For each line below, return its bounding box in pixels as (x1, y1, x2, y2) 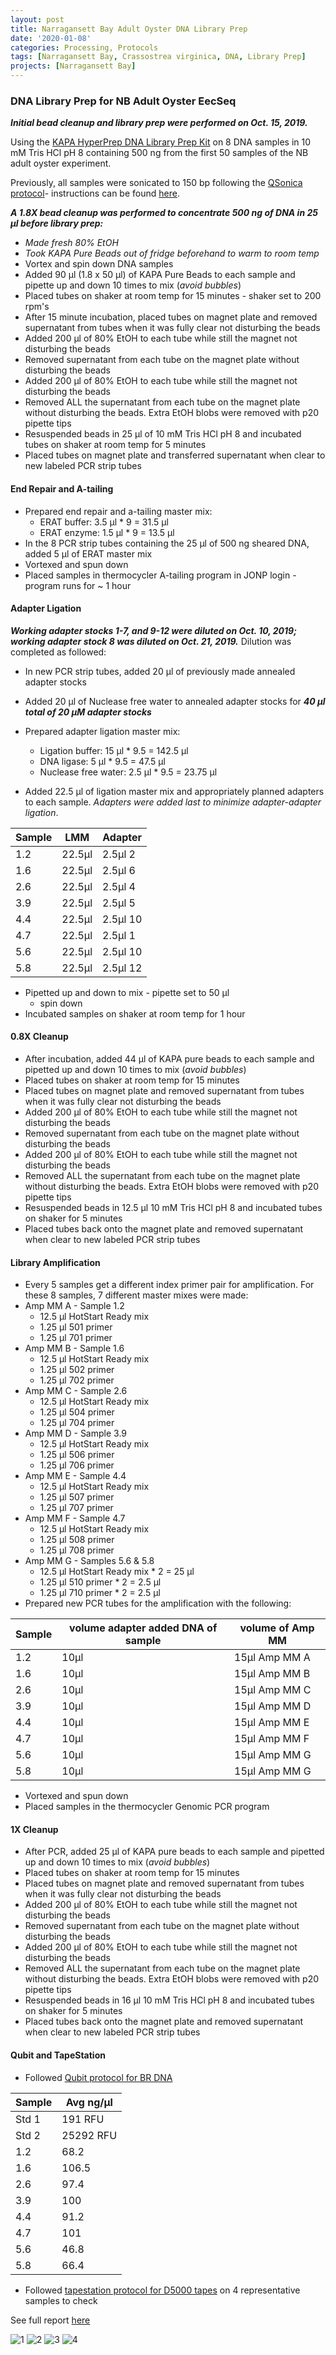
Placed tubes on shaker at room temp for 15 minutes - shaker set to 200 (24, 290, 322, 302)
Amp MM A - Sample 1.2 (24, 1300, 125, 1312)
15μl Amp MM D (234, 1699, 312, 1713)
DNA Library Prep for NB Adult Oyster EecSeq (10, 94, 237, 108)
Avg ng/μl (65, 2095, 113, 2109)
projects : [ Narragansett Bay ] (10, 61, 137, 71)
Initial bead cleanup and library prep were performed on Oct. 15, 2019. (10, 117, 308, 129)
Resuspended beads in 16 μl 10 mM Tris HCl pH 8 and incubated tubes (24, 1994, 315, 2006)
